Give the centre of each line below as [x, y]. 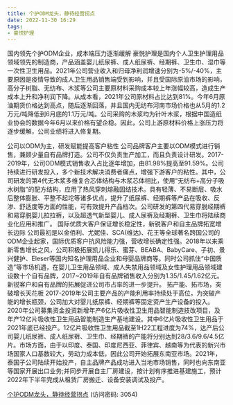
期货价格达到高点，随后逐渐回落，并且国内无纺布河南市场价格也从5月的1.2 [119, 105]
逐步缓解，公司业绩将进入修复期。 [56, 132]
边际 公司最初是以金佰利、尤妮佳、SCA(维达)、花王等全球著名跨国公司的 [116, 233]
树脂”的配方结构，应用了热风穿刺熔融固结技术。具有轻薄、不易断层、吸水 [118, 189]
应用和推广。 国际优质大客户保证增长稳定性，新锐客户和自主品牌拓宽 [117, 224]
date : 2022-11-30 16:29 [42, 20]
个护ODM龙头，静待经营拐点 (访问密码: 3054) [72, 395]
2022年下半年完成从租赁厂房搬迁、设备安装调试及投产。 [88, 380]
